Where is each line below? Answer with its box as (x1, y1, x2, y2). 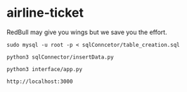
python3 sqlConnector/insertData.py (6, 54, 114, 61)
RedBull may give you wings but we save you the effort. (6, 28, 167, 36)
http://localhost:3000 (6, 78, 73, 85)
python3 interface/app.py (6, 66, 82, 72)
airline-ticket (6, 5, 84, 21)
